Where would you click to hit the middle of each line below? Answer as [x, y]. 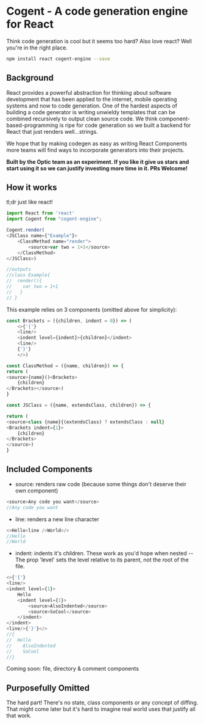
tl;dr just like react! [30, 202]
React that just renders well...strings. [52, 131]
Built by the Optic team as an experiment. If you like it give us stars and [98, 162]
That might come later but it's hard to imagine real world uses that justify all [101, 709]
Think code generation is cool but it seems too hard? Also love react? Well [99, 41]
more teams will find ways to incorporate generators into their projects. [95, 150]
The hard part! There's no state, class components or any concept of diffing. [102, 703]
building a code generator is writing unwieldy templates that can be [91, 112]
